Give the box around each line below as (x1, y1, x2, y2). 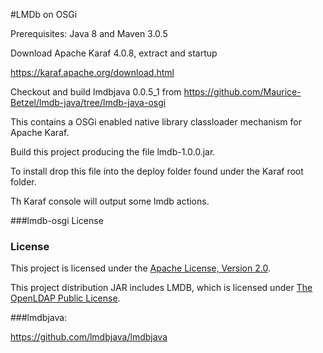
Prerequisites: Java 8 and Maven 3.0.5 (10, 28, 168, 39)
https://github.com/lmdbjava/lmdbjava (10, 331, 168, 343)
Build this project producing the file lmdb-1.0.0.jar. (10, 146, 216, 158)
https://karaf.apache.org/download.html (10, 67, 175, 78)
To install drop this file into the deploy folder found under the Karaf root (10, 165, 304, 177)
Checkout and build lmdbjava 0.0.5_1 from (10, 86, 182, 98)
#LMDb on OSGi (10, 9, 78, 20)
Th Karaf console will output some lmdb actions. (10, 195, 210, 207)
